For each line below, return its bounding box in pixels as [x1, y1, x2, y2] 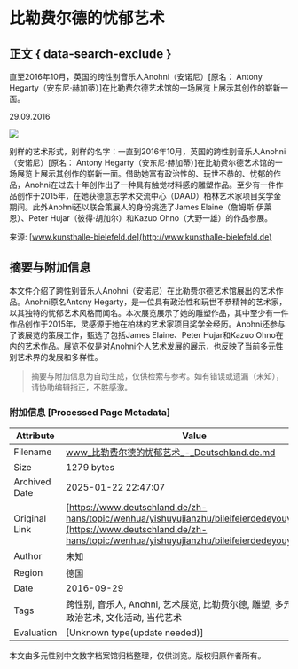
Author [13, 550, 43, 563]
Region [13, 567, 43, 579]
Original [13, 512, 47, 524]
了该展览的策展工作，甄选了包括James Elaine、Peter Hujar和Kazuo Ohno [9, 329, 277, 340]
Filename [13, 445, 52, 458]
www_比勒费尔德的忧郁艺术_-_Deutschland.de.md [66, 446, 276, 459]
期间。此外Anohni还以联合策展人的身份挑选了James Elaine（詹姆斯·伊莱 [9, 201, 272, 212]
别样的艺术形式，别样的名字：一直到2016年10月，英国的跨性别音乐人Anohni [9, 146, 286, 156]
